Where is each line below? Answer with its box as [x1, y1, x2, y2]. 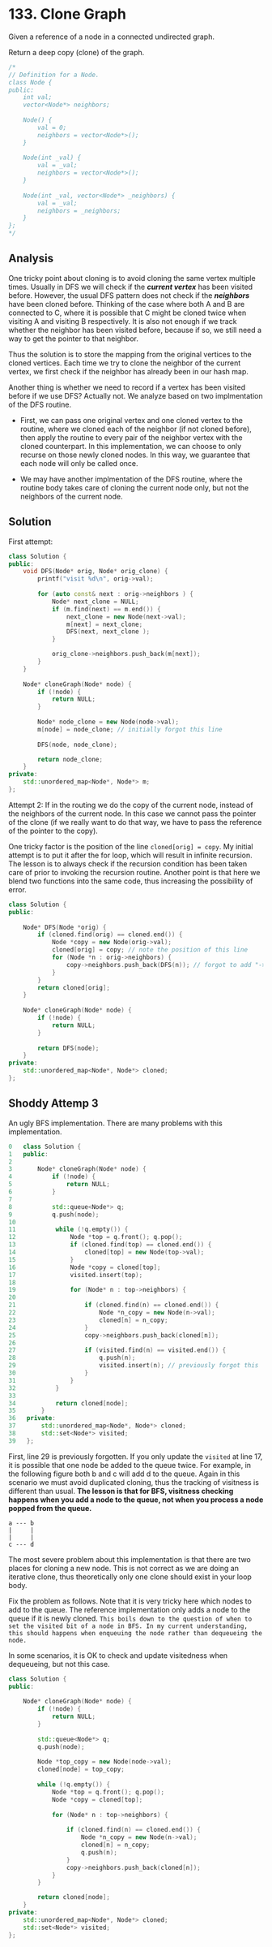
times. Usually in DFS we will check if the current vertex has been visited [8, 282, 253, 291]
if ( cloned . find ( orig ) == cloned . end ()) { [37, 930, 183, 939]
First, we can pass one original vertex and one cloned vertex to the [19, 415, 244, 425]
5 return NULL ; [8, 1181, 111, 1189]
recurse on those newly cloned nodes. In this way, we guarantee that [19, 450, 251, 460]
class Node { [8, 78, 53, 86]
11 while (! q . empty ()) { [8, 1225, 129, 1234]
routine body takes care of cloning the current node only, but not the [19, 482, 249, 492]
